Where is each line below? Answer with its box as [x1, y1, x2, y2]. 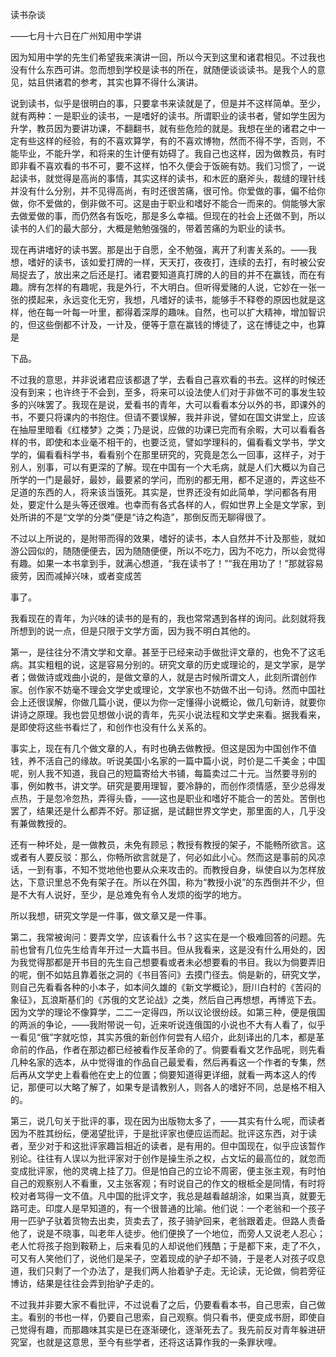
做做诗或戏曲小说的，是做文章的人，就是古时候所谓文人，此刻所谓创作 [27, 671, 317, 683]
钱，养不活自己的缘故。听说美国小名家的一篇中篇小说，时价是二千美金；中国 [10, 755, 326, 767]
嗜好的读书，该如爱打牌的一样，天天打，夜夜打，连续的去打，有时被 [27, 256, 308, 268]
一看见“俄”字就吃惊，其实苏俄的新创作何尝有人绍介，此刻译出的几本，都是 [10, 1031, 317, 1043]
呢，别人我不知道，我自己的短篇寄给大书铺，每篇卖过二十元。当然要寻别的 [10, 768, 317, 779]
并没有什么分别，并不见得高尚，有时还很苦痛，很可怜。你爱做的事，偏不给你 [10, 185, 326, 197]
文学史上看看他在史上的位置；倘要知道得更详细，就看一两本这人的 [36, 1069, 308, 1080]
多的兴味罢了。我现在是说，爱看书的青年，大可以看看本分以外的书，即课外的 [10, 399, 326, 410]
